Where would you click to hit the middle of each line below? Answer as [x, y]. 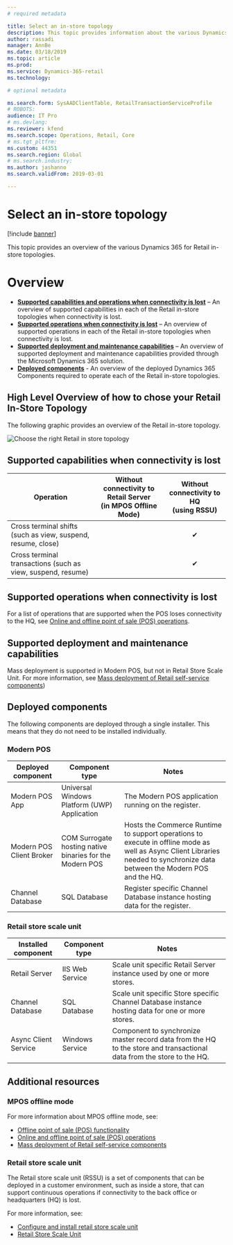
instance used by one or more [161, 973]
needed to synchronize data [170, 860]
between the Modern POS [166, 868]
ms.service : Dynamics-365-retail [55, 71]
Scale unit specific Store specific [166, 993]
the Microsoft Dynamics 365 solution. [71, 361]
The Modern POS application [171, 796]
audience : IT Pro [32, 116]
